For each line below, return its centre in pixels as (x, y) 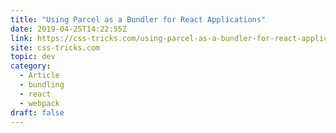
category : (31, 66)
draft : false (37, 112)
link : (21, 38)
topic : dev (33, 57)
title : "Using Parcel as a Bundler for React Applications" (138, 19)
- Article (39, 76)
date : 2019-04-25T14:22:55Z (69, 29)
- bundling (42, 85)
